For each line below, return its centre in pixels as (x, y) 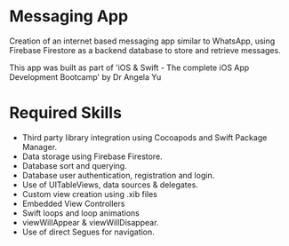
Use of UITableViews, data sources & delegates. (110, 185)
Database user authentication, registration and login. (118, 175)
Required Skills (66, 113)
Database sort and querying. (74, 165)
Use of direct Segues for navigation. (88, 232)
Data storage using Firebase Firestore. (92, 156)
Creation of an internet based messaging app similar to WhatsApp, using (142, 41)
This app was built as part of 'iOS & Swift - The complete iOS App (129, 67)
